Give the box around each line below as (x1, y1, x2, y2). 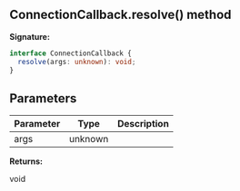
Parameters (9, 91, 77, 106)
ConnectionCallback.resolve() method (9, 7, 232, 23)
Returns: (9, 156, 44, 167)
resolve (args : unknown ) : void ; (17, 57, 136, 66)
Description (116, 118, 170, 130)
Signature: (9, 31, 50, 42)
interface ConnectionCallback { (9, 49, 132, 58)
